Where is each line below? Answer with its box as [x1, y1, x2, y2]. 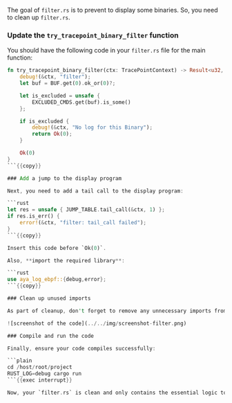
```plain [7, 357, 32, 364]
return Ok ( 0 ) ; [32, 131, 72, 138]
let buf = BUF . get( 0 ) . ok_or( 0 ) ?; [19, 80, 116, 87]
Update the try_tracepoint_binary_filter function [7, 30, 179, 40]
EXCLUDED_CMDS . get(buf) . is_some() [32, 98, 131, 106]
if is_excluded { [19, 118, 70, 125]
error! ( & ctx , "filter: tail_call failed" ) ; [19, 220, 147, 226]
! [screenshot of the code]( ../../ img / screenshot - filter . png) [7, 320, 187, 327]
